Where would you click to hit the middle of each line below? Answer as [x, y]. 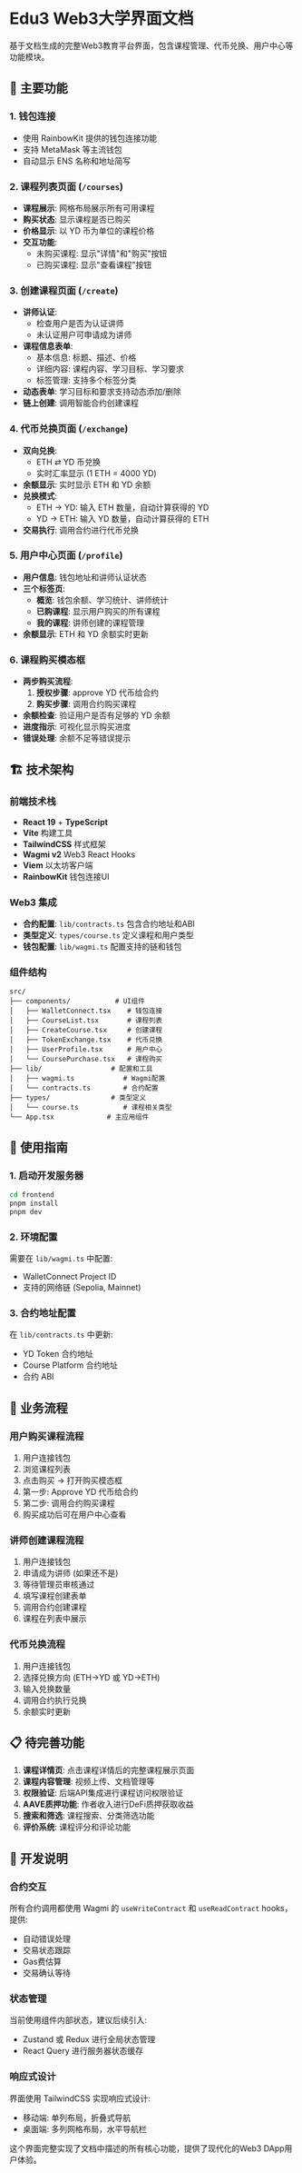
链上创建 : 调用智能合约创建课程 [80, 403]
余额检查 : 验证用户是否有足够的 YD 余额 [96, 715]
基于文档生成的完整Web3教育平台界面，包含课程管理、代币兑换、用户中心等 [151, 45]
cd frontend [32, 1195]
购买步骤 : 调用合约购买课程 [86, 704]
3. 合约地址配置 [43, 1312]
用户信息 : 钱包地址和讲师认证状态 [84, 577]
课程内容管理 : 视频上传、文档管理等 [88, 1781]
